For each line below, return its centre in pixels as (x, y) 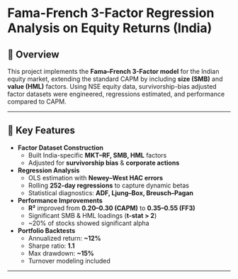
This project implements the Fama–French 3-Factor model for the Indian (113, 71)
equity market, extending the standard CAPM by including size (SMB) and (115, 79)
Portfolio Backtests (46, 230)
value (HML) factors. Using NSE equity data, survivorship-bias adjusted (112, 86)
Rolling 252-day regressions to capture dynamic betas (109, 185)
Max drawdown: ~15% (61, 253)
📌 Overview (33, 54)
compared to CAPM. (37, 102)
